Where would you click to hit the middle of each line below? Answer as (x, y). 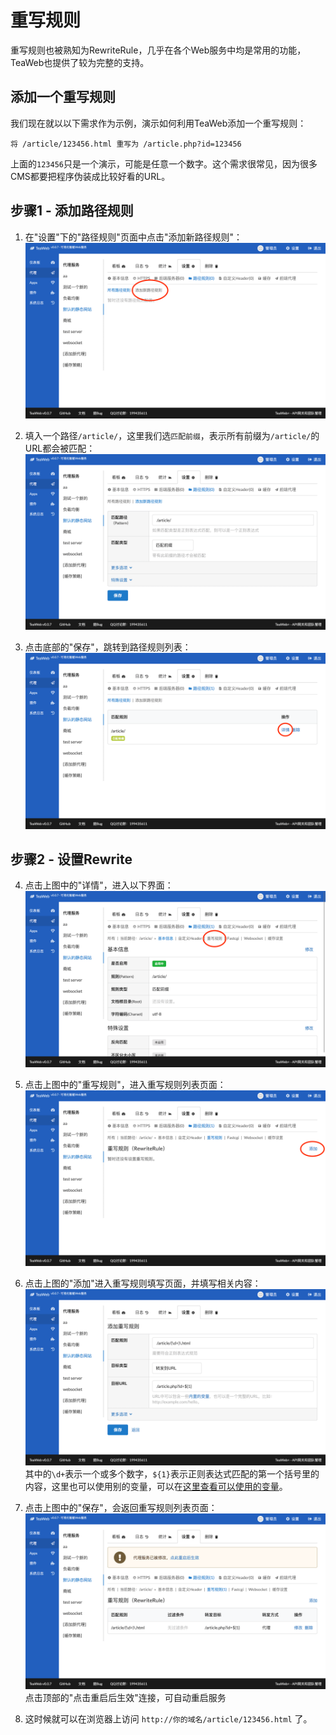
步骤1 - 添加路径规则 (72, 211)
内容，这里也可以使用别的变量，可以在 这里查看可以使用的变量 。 (156, 1486)
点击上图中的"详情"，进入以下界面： (99, 885)
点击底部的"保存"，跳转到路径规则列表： (108, 647)
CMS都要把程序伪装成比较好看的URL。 (90, 176)
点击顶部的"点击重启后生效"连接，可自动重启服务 (125, 1697)
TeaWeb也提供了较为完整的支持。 (80, 62)
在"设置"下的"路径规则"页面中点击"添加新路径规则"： (133, 237)
